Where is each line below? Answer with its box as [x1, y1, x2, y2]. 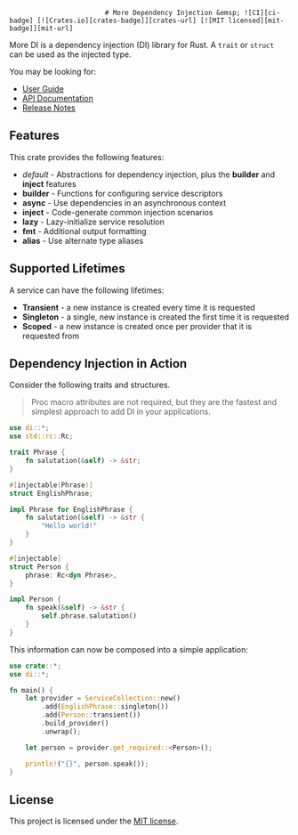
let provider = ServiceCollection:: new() [25, 694, 181, 703]
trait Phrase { [9, 448, 66, 458]
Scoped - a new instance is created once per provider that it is [21, 320, 252, 331]
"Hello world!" [41, 522, 98, 531]
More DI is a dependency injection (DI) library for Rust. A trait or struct [9, 40, 274, 50]
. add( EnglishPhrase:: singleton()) [41, 702, 169, 711]
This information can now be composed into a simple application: [9, 644, 249, 654]
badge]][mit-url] [9, 24, 74, 33]
